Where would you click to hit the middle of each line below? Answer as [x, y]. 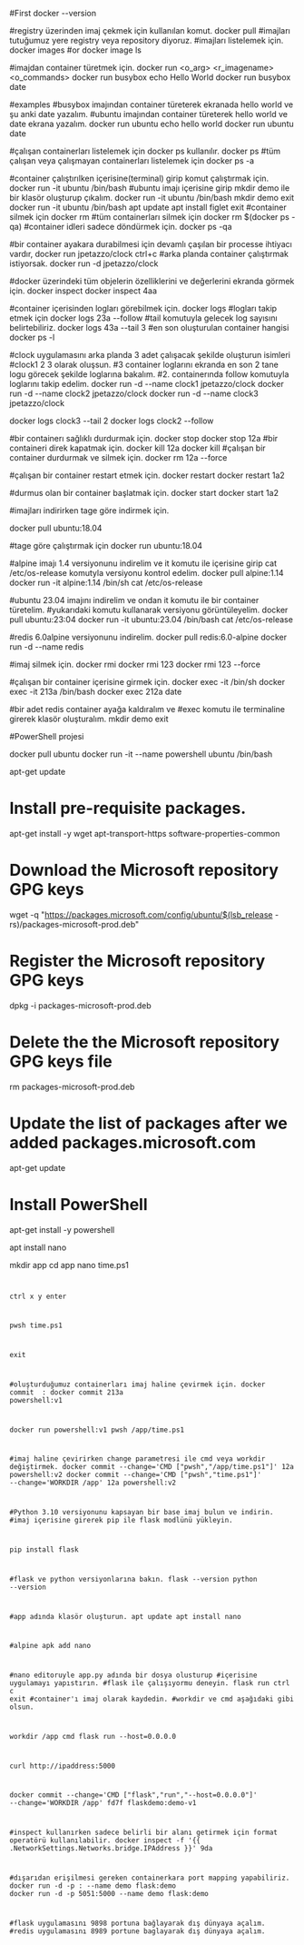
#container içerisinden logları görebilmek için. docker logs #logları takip [143, 308]
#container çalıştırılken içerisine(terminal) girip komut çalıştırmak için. [139, 178]
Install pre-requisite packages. [128, 809]
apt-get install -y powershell [62, 1229]
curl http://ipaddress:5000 [63, 1766]
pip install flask [44, 1549]
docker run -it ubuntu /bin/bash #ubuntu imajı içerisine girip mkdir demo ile [150, 188]
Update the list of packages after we [149, 1123]
